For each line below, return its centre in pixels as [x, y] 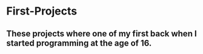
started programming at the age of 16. [79, 43]
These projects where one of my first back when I [101, 34]
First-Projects [42, 11]
